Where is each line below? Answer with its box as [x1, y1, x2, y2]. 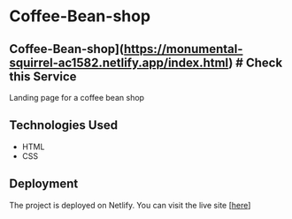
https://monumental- [123, 42, 243, 57]
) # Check [228, 55, 283, 70]
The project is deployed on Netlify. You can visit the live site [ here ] [9, 200, 251, 210]
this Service [9, 69, 77, 84]
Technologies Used [9, 117, 118, 133]
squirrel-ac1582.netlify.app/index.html [9, 55, 229, 70]
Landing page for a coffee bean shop [9, 93, 144, 102]
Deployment [9, 177, 79, 192]
